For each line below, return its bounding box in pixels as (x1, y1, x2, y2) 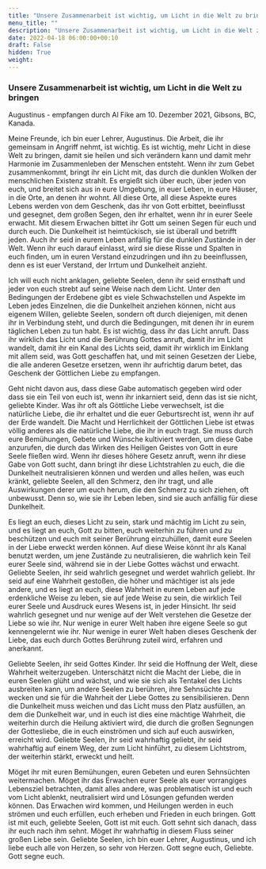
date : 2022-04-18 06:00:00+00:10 (8, 33, 119, 42)
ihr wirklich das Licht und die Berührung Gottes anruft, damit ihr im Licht (8, 335, 243, 344)
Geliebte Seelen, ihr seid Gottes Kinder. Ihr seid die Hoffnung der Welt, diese (8, 659, 258, 669)
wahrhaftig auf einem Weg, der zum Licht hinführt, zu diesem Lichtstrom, (8, 744, 247, 753)
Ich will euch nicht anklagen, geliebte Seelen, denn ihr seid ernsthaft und (8, 275, 245, 286)
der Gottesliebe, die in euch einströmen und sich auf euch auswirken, (8, 727, 235, 736)
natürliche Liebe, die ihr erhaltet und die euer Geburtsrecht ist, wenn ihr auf (8, 410, 255, 419)
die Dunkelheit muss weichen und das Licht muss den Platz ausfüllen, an (8, 702, 245, 711)
